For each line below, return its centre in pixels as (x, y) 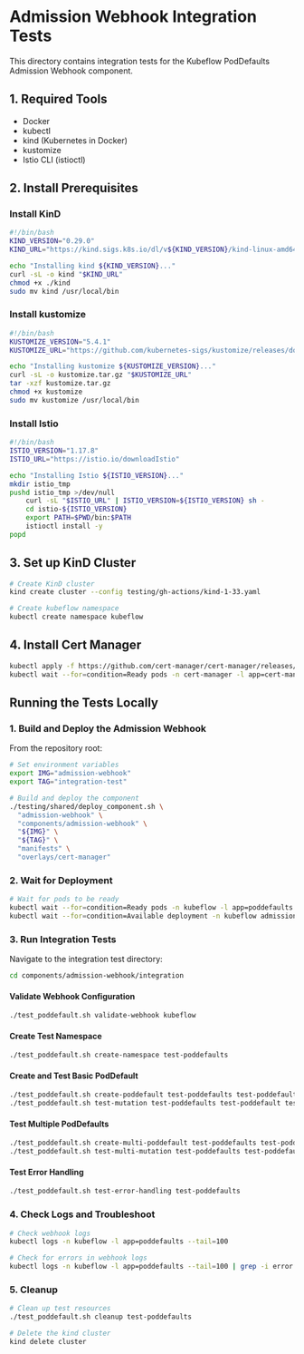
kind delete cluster (48, 1341)
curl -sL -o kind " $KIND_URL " (66, 274)
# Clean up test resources (60, 1309)
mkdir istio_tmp (40, 484)
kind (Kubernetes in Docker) (75, 140)
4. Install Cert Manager (76, 645)
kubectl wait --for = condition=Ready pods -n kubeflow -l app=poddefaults (152, 908)
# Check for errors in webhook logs (78, 1258)
